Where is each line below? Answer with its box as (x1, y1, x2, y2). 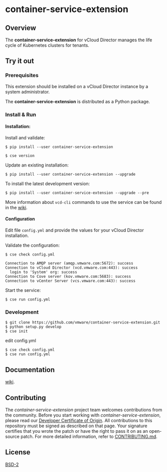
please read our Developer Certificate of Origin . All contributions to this (5, 417, 152, 423)
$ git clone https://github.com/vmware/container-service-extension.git (5, 320, 160, 325)
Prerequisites (5, 72, 39, 79)
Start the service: (5, 287, 41, 293)
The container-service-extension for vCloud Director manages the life (5, 37, 152, 43)
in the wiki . (5, 204, 28, 210)
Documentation (5, 365, 55, 374)
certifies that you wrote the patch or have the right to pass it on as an (5, 428, 148, 434)
